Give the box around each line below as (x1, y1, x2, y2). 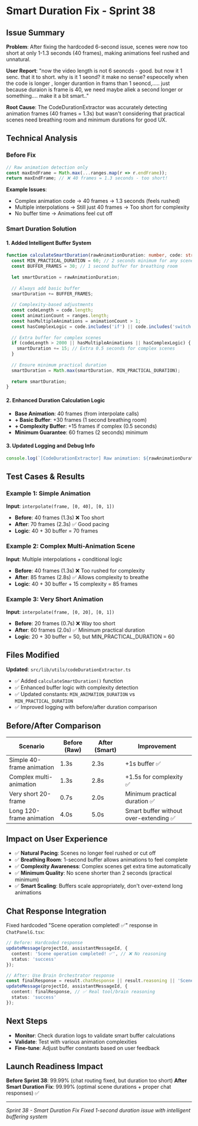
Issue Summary (6, 28, 65, 38)
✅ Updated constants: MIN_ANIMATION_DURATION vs (14, 690, 136, 697)
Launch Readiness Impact (6, 1061, 103, 1071)
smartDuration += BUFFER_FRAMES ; (11, 291, 94, 297)
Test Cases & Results (6, 471, 85, 481)
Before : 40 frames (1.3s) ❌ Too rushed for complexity (14, 567, 146, 574)
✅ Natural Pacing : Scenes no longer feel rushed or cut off (14, 849, 156, 856)
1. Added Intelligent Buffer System (6, 239, 91, 246)
